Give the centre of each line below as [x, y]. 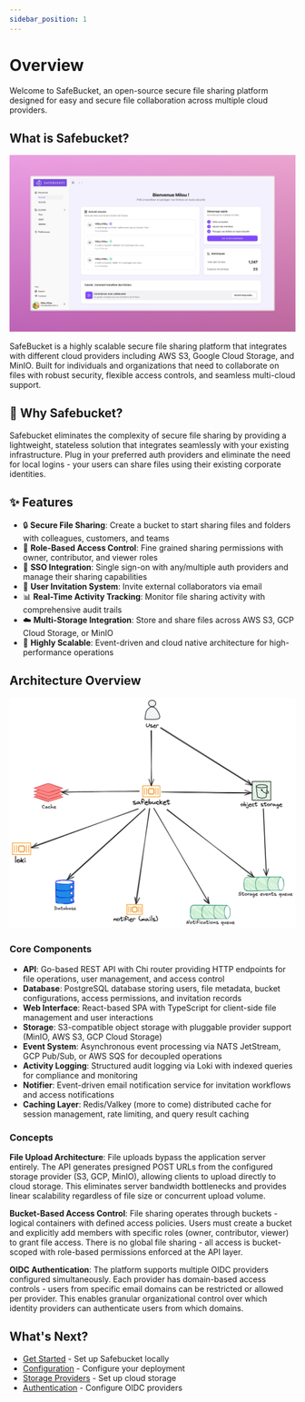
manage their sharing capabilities [85, 576]
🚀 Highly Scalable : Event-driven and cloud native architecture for [145, 642]
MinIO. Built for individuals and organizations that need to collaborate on [144, 365]
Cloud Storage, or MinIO [68, 632]
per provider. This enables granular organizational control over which [138, 1298]
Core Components [51, 950]
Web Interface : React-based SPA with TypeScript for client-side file [149, 1008]
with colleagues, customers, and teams [96, 538]
